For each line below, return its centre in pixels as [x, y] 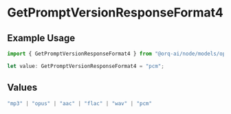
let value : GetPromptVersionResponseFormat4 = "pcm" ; [86, 66]
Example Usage [41, 38]
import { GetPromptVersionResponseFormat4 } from [80, 54]
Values [22, 88]
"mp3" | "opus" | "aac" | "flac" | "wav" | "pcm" [80, 103]
